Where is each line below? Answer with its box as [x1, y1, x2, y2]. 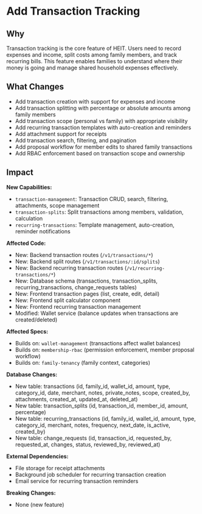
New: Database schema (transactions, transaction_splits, [15, 277, 158, 284]
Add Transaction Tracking [6, 4, 141, 18]
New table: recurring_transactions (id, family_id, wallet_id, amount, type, [15, 415, 196, 422]
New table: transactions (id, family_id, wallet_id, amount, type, [15, 382, 170, 390]
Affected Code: [6, 239, 46, 247]
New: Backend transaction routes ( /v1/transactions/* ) [15, 251, 153, 258]
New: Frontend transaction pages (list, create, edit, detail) [15, 290, 160, 297]
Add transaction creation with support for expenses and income [15, 97, 175, 105]
